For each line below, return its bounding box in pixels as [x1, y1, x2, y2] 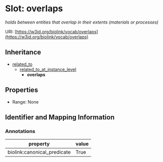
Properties [5, 86, 38, 94]
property [28, 140, 50, 147]
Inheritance [5, 48, 41, 56]
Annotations [5, 128, 35, 135]
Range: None [12, 99, 39, 105]
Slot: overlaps [5, 3, 63, 14]
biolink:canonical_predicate [7, 149, 71, 156]
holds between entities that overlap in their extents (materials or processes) [5, 19, 159, 25]
